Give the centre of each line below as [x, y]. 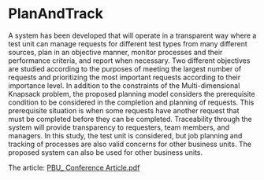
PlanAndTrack [56, 14]
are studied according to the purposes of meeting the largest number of [125, 68]
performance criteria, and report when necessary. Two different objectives [129, 61]
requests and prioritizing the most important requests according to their [125, 77]
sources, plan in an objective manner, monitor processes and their [115, 52]
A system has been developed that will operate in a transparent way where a [132, 35]
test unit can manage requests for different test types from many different [128, 43]
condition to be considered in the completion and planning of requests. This [131, 102]
